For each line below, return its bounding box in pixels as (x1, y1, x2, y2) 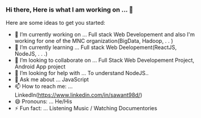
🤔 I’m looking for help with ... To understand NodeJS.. (14, 70, 149, 77)
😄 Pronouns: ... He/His (14, 98, 72, 105)
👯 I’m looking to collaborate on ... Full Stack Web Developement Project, (14, 57, 195, 64)
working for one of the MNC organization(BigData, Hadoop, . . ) (14, 38, 174, 45)
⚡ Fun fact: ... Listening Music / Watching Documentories (14, 105, 158, 112)
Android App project (14, 63, 66, 70)
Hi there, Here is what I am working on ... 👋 (5, 5, 133, 14)
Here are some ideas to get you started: (5, 19, 106, 27)
